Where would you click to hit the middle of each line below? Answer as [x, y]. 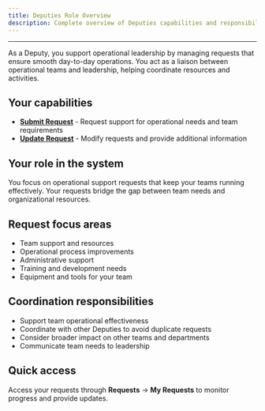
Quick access [42, 371]
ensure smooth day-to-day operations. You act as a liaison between [118, 61]
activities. [24, 78]
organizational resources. [49, 199]
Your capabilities [50, 102]
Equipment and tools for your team [76, 277]
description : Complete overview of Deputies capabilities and [112, 23]
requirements [41, 130]
